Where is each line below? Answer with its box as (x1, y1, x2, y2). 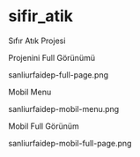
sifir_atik (8, 6, 74, 26)
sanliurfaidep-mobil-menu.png (8, 103, 120, 114)
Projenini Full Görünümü (8, 52, 96, 63)
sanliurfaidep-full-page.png (8, 69, 109, 80)
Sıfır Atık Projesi (8, 35, 66, 46)
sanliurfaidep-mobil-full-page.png (8, 138, 132, 148)
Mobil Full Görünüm (8, 121, 80, 131)
